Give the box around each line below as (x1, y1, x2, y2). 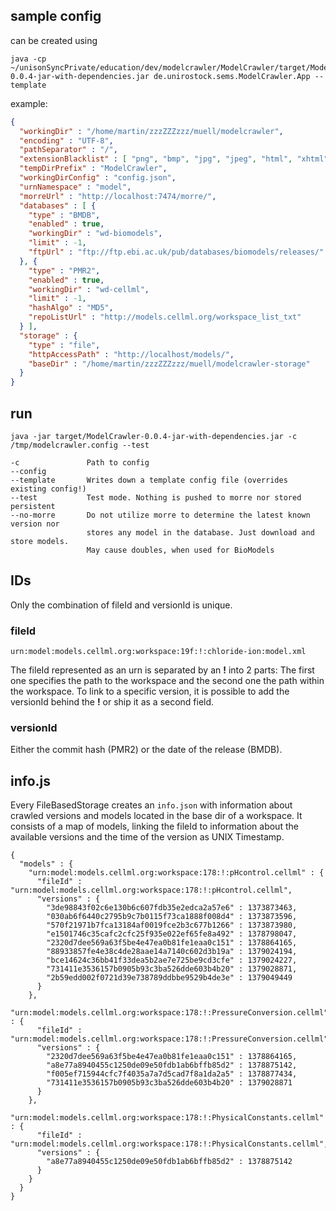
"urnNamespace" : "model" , (19, 182, 132, 192)
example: (10, 97, 48, 109)
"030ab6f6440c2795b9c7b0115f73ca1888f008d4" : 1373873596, (46, 912, 298, 922)
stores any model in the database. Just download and (86, 528, 315, 538)
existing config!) (10, 484, 87, 494)
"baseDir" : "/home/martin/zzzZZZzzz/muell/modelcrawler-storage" (28, 359, 311, 369)
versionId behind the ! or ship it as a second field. (10, 696, 215, 708)
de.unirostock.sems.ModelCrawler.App (153, 71, 311, 81)
